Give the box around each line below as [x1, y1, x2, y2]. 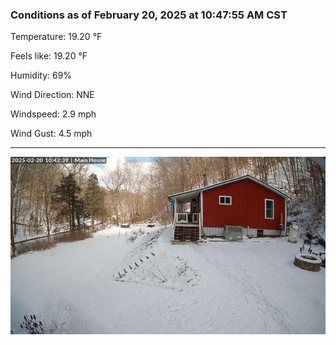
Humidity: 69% [10, 69, 73, 82]
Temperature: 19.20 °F [10, 31, 103, 43]
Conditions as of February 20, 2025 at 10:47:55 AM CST [10, 8, 288, 22]
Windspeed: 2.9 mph [10, 108, 97, 120]
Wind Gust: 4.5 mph [10, 128, 93, 140]
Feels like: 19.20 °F [10, 50, 88, 62]
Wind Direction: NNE [10, 89, 95, 101]
